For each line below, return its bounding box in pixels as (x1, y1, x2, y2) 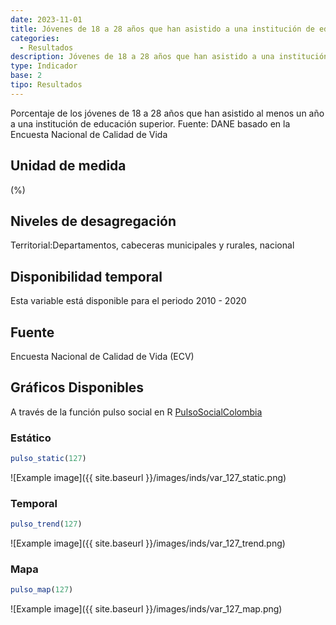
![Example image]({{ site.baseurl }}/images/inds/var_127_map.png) (10, 603, 283, 615)
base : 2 (10, 71, 43, 81)
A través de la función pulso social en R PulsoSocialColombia (10, 406, 263, 418)
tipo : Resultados (10, 80, 83, 90)
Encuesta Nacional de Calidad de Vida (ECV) (10, 351, 195, 362)
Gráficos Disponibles (10, 379, 145, 396)
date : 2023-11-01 (10, 14, 83, 25)
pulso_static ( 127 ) (10, 454, 87, 464)
